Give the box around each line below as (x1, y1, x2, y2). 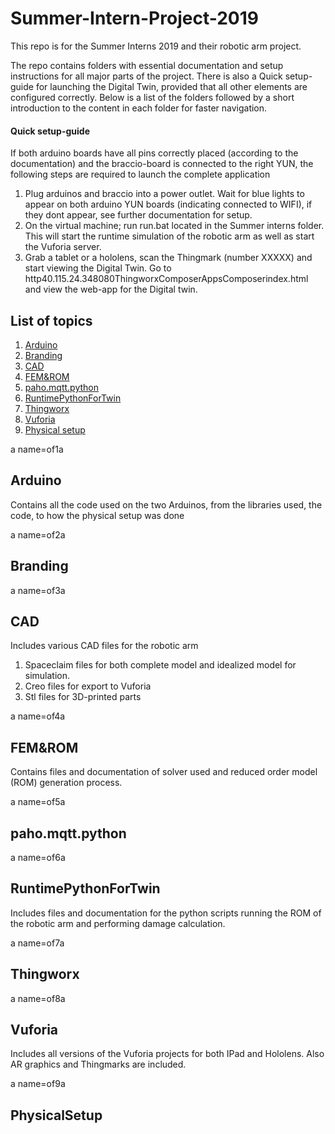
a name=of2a (10, 528, 66, 541)
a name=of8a (10, 992, 66, 1004)
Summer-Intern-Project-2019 (10, 7, 259, 30)
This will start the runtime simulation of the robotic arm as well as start (24, 230, 315, 242)
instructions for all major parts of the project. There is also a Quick (10, 70, 283, 82)
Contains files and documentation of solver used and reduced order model (10, 766, 318, 778)
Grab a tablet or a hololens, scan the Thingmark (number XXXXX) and (24, 252, 313, 264)
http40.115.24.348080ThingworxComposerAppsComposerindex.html (24, 273, 309, 285)
